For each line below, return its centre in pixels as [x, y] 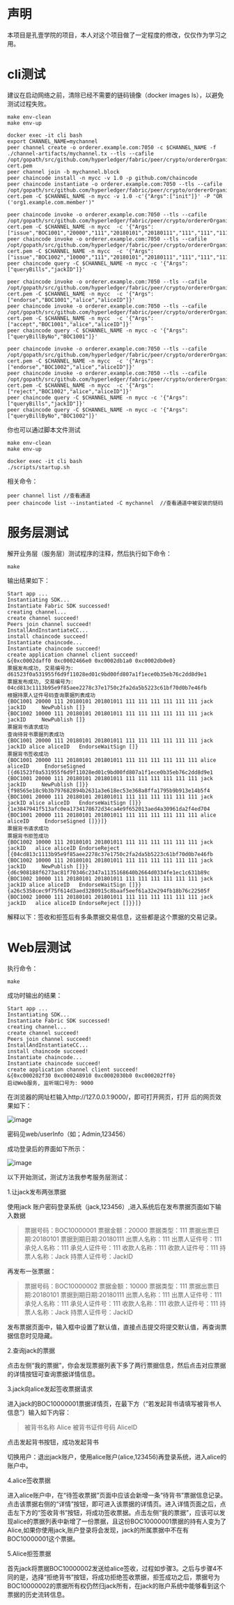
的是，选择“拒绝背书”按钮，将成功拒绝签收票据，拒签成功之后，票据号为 [117, 1577]
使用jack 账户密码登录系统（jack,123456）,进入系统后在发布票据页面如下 [111, 1206]
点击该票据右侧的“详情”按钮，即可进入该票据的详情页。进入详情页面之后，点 [117, 1504]
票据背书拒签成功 [28, 836]
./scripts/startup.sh [39, 467]
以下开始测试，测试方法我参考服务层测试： [68, 1177]
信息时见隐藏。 [34, 1335]
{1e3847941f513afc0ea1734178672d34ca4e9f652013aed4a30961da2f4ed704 [109, 809]
